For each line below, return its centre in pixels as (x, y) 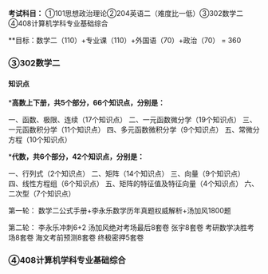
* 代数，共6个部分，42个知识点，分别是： (77, 157)
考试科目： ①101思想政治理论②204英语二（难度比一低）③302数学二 (126, 13)
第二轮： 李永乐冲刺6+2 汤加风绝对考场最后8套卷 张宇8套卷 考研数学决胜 (128, 228)
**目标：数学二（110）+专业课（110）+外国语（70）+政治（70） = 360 (125, 40)
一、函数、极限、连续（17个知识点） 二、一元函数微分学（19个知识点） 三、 (132, 120)
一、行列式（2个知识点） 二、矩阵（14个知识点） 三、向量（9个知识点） (126, 174)
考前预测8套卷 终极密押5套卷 (97, 238)
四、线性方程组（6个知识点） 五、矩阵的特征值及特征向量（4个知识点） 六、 (134, 184)
